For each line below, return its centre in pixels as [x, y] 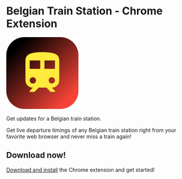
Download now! [36, 155]
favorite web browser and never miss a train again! [69, 136]
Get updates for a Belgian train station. [54, 119]
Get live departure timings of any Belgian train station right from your [91, 130]
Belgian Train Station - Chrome [85, 11]
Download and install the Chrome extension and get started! [80, 169]
